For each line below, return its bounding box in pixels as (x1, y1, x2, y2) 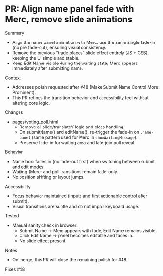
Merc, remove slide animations (5, 14, 133, 25)
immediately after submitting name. (12, 65, 83, 71)
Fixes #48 (5, 266, 25, 272)
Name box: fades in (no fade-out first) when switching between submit (12, 158, 155, 164)
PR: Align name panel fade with (5, 3, 134, 15)
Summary (5, 30, 25, 36)
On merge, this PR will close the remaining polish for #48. (12, 256, 128, 262)
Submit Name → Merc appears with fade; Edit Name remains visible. (19, 227, 157, 233)
